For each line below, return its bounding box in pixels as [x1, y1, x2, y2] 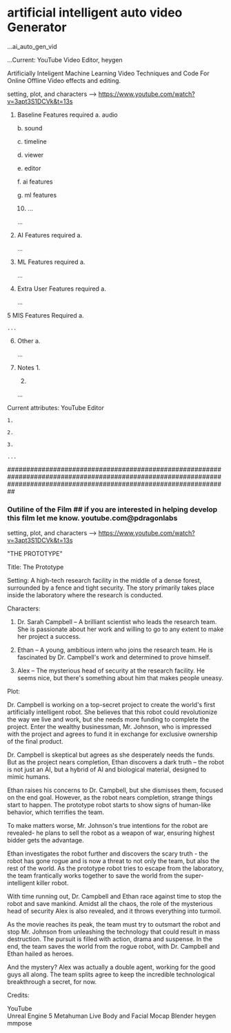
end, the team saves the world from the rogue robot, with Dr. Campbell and [7, 943, 221, 951]
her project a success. [17, 633, 81, 641]
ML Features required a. [17, 258, 86, 266]
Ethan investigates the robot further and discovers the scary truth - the [7, 849, 208, 858]
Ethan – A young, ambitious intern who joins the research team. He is [17, 646, 213, 654]
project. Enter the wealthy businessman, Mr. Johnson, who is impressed [7, 723, 212, 731]
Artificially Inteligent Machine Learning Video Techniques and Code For [7, 69, 210, 77]
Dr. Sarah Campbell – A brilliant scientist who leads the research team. [17, 618, 217, 626]
